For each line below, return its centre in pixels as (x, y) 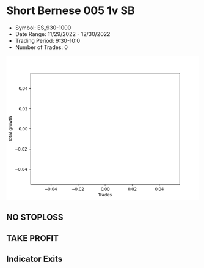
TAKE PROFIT (33, 238)
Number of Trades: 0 (42, 47)
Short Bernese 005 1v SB (71, 11)
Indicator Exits (35, 259)
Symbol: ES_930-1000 (43, 28)
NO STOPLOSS (35, 218)
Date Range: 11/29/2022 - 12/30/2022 (63, 34)
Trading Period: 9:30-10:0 (48, 40)
